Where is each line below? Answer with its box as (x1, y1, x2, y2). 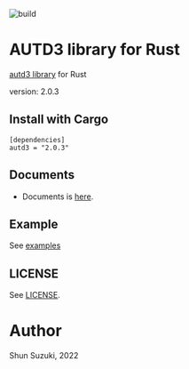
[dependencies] (9, 135, 66, 144)
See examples (9, 240, 61, 251)
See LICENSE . (9, 290, 60, 301)
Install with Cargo (9, 112, 109, 127)
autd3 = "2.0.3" (9, 143, 69, 152)
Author (9, 321, 62, 341)
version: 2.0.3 (9, 85, 59, 97)
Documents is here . (21, 191, 94, 202)
